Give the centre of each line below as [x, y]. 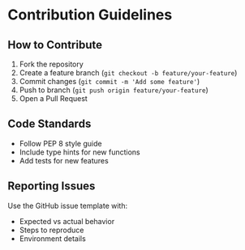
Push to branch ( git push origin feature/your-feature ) [114, 90]
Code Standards [49, 124]
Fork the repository [52, 64]
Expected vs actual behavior [67, 221]
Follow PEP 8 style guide [60, 143]
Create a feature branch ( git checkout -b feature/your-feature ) [128, 73]
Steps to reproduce [52, 230]
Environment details [52, 238]
